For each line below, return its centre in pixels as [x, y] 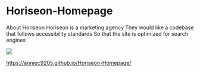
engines [16, 40]
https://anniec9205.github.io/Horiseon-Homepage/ [69, 62]
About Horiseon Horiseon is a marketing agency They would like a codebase [100, 27]
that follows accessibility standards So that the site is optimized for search [97, 33]
